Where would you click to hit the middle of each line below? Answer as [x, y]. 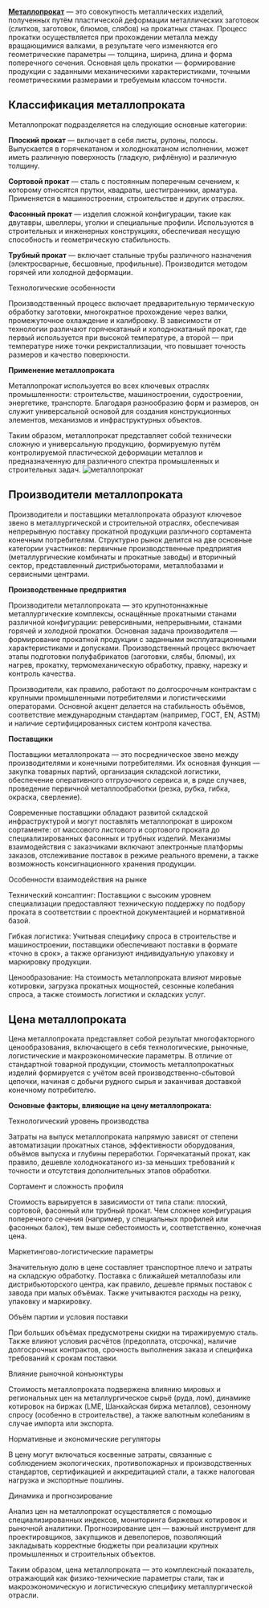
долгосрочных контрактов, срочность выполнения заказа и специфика [130, 1350]
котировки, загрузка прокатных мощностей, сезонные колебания [121, 986]
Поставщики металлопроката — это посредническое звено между [124, 754]
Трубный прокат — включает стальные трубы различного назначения [130, 255]
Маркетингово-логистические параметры [81, 1252]
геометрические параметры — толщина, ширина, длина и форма [120, 54]
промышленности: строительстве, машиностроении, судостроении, [126, 394]
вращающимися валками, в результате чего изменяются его [113, 46]
